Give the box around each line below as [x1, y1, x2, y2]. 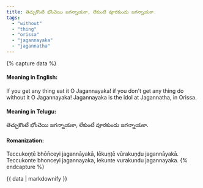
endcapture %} [6, 163, 45, 171]
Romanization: [6, 137, 45, 144]
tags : [6, 15, 20, 21]
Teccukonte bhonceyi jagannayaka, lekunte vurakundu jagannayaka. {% [6, 157, 188, 164]
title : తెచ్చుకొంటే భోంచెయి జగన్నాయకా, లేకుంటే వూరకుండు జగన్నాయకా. [6, 9, 157, 15]
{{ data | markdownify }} [6, 175, 68, 183]
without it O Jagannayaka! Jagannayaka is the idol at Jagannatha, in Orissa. [6, 94, 197, 101]
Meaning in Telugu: [6, 107, 57, 115]
